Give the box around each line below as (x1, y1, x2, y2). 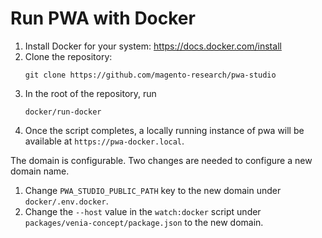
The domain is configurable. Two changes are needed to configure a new (10, 154, 313, 166)
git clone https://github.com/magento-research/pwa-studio (24, 70, 277, 80)
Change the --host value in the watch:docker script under (24, 205, 262, 217)
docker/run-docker (24, 107, 102, 117)
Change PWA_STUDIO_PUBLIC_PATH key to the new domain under (24, 184, 282, 196)
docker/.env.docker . (24, 195, 109, 207)
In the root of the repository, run (24, 87, 157, 99)
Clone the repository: (24, 50, 113, 62)
